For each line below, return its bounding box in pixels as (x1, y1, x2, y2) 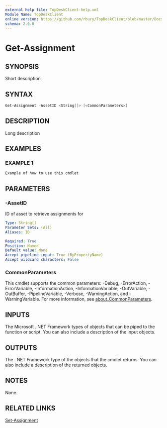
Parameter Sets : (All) (5, 225, 52, 230)
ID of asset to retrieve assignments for (5, 211, 83, 216)
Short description (5, 76, 41, 82)
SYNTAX (5, 90, 33, 99)
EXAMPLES (5, 145, 41, 153)
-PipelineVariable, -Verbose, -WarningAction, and (27, 291, 128, 297)
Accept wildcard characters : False (5, 257, 79, 262)
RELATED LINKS (5, 404, 56, 413)
